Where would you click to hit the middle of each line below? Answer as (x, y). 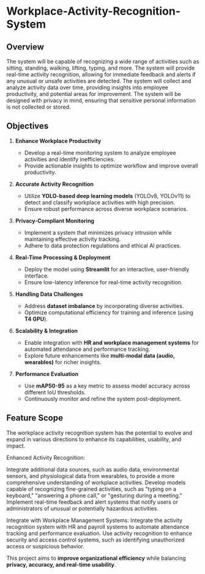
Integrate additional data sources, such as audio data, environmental (93, 469)
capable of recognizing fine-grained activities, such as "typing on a (91, 489)
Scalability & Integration (47, 331)
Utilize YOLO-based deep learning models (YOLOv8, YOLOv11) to (107, 196)
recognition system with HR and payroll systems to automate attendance (98, 526)
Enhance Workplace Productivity (58, 141)
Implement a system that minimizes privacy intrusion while (98, 232)
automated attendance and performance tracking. (87, 349)
